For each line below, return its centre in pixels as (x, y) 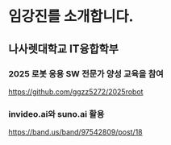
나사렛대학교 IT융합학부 (64, 49)
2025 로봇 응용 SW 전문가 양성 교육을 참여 (86, 73)
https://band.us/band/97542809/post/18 (75, 132)
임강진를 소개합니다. (71, 17)
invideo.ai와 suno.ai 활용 (56, 114)
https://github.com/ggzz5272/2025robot (76, 91)
